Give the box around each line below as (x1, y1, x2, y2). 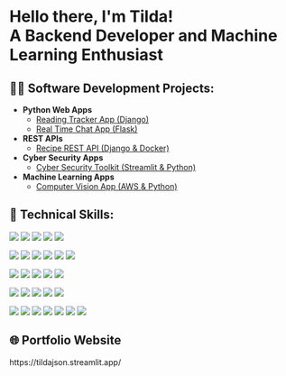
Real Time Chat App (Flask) (35, 124, 138, 134)
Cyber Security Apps (22, 152, 104, 163)
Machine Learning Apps (22, 171, 115, 182)
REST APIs (22, 133, 63, 143)
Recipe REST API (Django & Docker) (35, 142, 170, 153)
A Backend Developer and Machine (9, 25, 278, 46)
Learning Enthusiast (9, 45, 164, 65)
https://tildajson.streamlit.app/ (9, 356, 122, 367)
